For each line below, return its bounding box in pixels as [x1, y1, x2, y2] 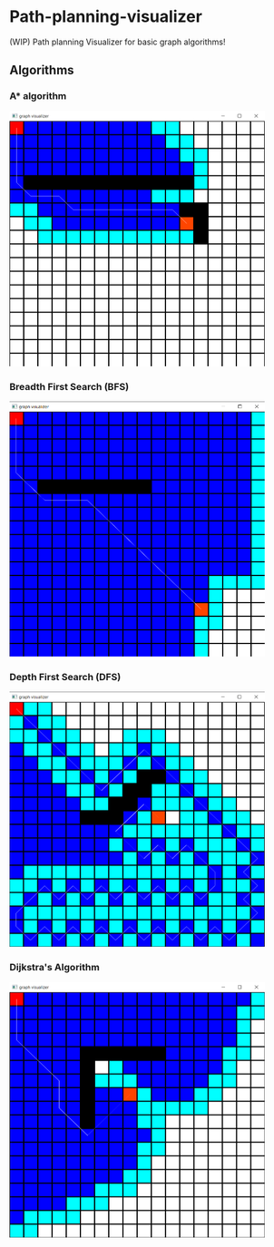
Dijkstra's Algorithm [9, 961, 100, 974]
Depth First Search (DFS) [9, 670, 122, 683]
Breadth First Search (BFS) [9, 380, 130, 393]
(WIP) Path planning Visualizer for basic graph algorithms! [9, 36, 226, 47]
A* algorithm [9, 90, 67, 102]
